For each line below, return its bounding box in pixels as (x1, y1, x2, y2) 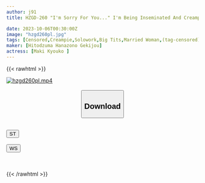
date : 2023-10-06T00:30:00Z (6, 26, 78, 32)
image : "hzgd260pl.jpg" (6, 31, 67, 37)
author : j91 (6, 9, 37, 15)
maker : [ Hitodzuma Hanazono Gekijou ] (6, 43, 103, 49)
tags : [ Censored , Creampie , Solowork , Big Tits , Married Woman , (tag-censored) (6, 37, 201, 43)
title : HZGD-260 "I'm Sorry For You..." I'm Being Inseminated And (6, 15, 182, 21)
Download (84, 101, 121, 110)
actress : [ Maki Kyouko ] (6, 48, 70, 55)
